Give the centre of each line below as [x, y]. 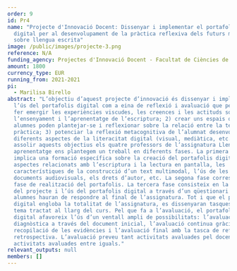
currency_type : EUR [36, 73]
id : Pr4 [19, 20]
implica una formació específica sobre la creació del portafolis [113, 158]
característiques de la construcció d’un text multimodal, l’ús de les [121, 171]
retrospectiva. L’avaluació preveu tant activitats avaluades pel [113, 237]
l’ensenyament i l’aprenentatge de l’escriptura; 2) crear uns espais [120, 119]
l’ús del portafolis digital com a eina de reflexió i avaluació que [118, 106]
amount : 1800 [26, 66]
